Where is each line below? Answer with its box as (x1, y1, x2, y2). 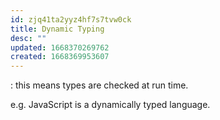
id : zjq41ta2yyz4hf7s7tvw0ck (10, 14, 132, 25)
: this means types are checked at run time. (10, 79, 189, 91)
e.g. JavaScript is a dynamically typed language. (10, 99, 211, 111)
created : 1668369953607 (10, 52, 110, 62)
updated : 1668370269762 (10, 42, 110, 53)
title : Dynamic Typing (10, 24, 105, 34)
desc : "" (10, 33, 47, 43)
